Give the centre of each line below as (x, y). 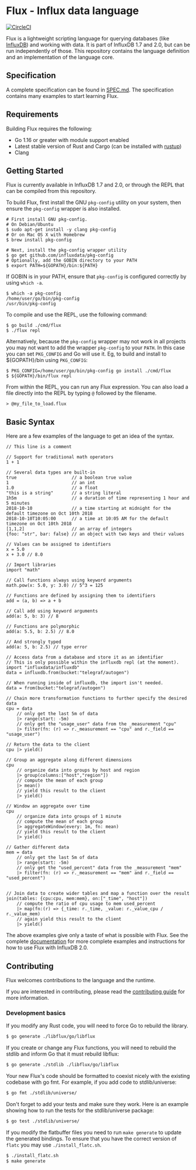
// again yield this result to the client (69, 919)
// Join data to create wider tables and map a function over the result (98, 894)
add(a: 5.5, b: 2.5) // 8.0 (40, 632)
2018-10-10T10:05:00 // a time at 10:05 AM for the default (87, 519)
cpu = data (19, 709)
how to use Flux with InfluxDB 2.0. (47, 948)
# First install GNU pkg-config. (47, 219)
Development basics (36, 1013)
